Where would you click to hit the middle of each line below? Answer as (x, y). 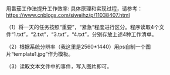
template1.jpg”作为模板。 (44, 54)
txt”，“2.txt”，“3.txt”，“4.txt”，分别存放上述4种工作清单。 (87, 34)
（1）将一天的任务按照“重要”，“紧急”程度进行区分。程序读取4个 (83, 27)
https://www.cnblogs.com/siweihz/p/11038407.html (68, 15)
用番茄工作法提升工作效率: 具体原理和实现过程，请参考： (74, 8)
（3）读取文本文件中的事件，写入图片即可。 (59, 66)
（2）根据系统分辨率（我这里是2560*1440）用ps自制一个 (76, 47)
